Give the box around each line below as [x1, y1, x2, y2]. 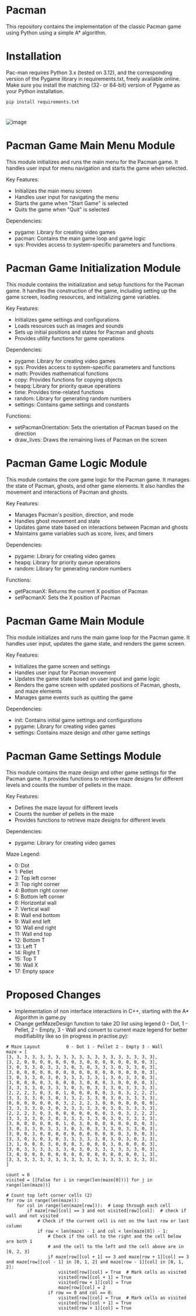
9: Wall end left [14, 918, 51, 925]
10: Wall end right [14, 924, 57, 931]
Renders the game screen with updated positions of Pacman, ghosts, [14, 681, 181, 688]
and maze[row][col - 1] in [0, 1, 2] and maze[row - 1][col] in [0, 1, [6, 1259, 184, 1265]
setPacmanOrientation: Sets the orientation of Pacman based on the [14, 423, 178, 430]
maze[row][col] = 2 [58, 1284, 106, 1290]
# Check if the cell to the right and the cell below [47, 1233, 181, 1239]
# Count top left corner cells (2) [6, 1192, 93, 1198]
